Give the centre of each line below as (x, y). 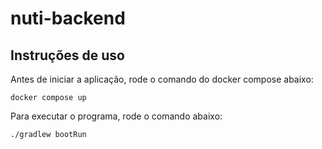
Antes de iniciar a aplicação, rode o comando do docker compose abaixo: (162, 79)
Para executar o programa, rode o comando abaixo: (116, 116)
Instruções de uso (67, 55)
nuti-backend (68, 18)
